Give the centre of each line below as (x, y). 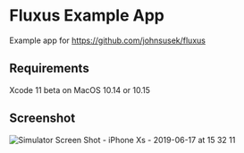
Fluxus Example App (87, 16)
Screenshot (42, 119)
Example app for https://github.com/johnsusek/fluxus (107, 40)
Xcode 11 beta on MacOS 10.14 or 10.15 (80, 89)
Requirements (49, 68)
